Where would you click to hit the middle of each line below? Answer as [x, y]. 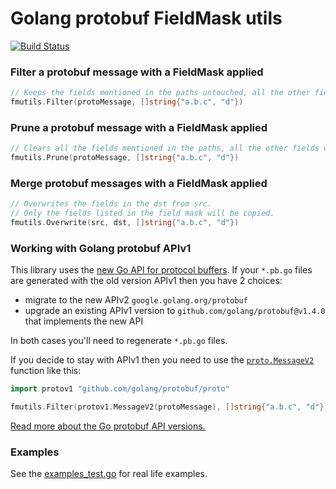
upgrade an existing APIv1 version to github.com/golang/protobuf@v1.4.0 [175, 311]
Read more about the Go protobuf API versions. [108, 426]
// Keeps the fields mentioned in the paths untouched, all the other [160, 93]
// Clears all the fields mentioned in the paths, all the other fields [165, 148]
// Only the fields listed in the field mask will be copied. [142, 213]
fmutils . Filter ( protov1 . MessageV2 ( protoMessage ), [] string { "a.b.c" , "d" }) [169, 407]
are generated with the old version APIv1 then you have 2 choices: [146, 281]
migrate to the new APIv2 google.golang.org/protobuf [136, 300]
